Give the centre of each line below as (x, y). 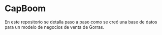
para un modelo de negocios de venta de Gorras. (54, 27)
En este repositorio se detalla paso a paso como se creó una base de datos (81, 22)
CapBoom (25, 9)
